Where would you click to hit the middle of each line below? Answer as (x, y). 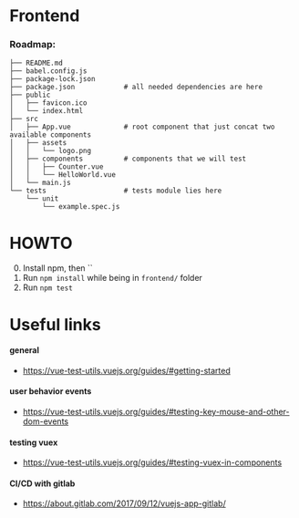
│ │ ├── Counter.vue (57, 167)
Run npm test (47, 287)
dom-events (46, 421)
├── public (30, 95)
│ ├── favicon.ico (49, 103)
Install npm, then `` (57, 268)
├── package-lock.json (52, 79)
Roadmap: (33, 45)
